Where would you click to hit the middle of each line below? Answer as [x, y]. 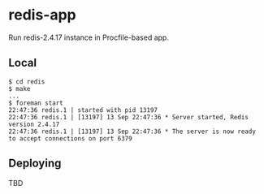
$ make [19, 88]
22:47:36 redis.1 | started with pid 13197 [83, 110]
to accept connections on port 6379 [70, 138]
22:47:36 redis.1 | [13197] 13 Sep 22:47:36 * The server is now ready [132, 131]
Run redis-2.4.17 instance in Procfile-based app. [89, 37]
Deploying [35, 164]
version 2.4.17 [34, 124]
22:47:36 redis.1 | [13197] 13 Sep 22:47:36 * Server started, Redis [129, 117]
